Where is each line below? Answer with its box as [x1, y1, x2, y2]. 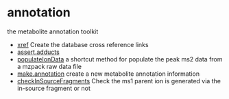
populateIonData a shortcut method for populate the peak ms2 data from [16, 55, 223, 63]
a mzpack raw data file [16, 62, 82, 70]
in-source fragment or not [16, 84, 91, 92]
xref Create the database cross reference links [16, 40, 149, 48]
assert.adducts [16, 48, 60, 56]
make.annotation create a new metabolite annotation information [16, 70, 200, 78]
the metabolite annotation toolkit [7, 27, 99, 36]
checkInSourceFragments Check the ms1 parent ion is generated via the [16, 76, 221, 85]
